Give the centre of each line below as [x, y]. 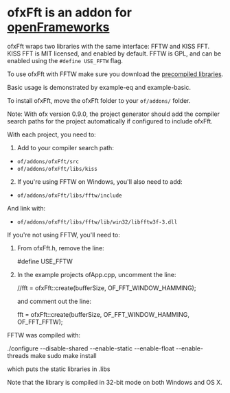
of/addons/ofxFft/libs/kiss [57, 169]
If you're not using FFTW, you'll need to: [64, 235]
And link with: [26, 208]
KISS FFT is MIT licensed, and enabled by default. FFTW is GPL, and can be [114, 53]
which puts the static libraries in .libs [59, 369]
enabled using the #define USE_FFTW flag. [65, 60]
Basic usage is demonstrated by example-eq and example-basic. [99, 87]
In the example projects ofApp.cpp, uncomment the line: [96, 274]
